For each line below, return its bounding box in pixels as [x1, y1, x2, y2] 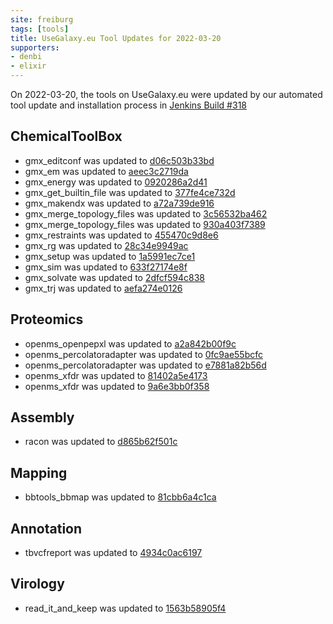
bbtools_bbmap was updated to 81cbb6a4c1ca [24, 491, 217, 503]
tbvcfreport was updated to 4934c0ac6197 [24, 547, 203, 559]
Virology [10, 576, 65, 593]
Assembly [10, 409, 75, 426]
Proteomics [10, 311, 84, 328]
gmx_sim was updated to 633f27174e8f [24, 261, 188, 273]
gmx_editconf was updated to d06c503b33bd [24, 154, 215, 166]
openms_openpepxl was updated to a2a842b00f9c [24, 337, 237, 350]
